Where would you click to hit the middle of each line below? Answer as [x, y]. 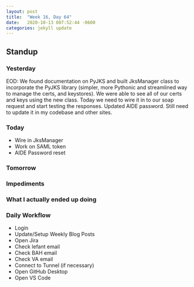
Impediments [25, 184]
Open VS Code [33, 278]
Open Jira [26, 241]
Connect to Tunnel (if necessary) [55, 265]
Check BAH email [36, 253]
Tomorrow [21, 168]
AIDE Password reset [40, 153]
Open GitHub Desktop [41, 272]
